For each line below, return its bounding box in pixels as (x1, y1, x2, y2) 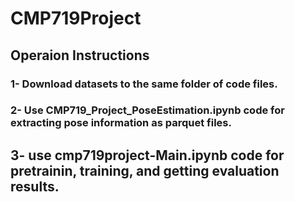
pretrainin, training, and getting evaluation (10, 162, 280, 179)
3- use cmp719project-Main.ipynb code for (10, 147, 285, 164)
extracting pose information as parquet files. (10, 116, 232, 130)
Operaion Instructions (10, 47, 150, 64)
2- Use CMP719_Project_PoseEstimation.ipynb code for (10, 103, 285, 117)
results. (10, 178, 60, 195)
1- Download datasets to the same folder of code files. (10, 77, 278, 91)
